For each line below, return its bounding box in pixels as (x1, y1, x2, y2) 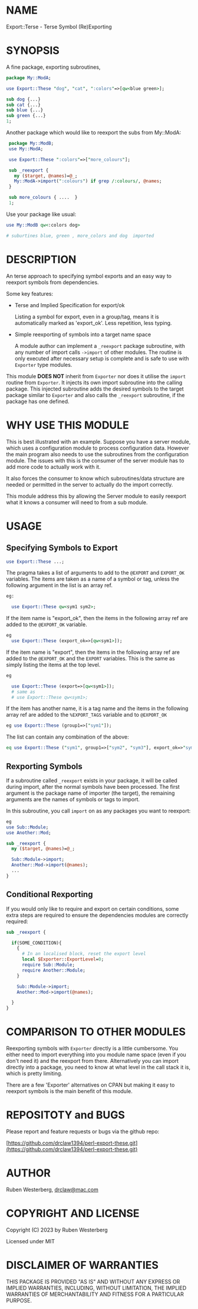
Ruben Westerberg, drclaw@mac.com (6, 1186, 98, 1193)
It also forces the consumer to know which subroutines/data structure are (6, 475, 184, 482)
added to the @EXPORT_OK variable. (6, 621, 87, 628)
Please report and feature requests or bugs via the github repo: (6, 1128, 160, 1135)
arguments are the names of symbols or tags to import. (6, 795, 140, 802)
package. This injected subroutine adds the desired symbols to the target (6, 385, 184, 392)
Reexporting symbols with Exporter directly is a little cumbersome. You (6, 1045, 179, 1052)
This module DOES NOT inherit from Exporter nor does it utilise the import (6, 372, 186, 379)
